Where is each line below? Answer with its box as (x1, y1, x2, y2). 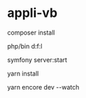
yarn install (7, 69, 39, 78)
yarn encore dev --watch (7, 82, 80, 91)
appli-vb (7, 5, 58, 21)
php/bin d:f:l (7, 42, 43, 50)
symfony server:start (7, 55, 68, 64)
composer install (7, 28, 55, 37)
